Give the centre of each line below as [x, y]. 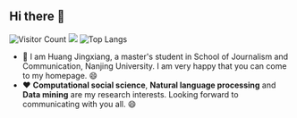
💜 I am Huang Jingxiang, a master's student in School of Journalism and [155, 56]
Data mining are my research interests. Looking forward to [130, 94]
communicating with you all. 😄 [79, 104]
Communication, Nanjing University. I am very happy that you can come [154, 66]
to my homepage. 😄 [60, 75]
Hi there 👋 [37, 17]
